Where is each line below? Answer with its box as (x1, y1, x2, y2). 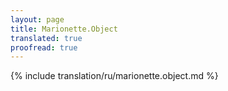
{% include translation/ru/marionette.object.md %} (10, 70, 219, 82)
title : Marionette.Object (10, 24, 118, 34)
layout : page (10, 14, 65, 25)
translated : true (10, 33, 83, 43)
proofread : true (10, 42, 78, 53)
